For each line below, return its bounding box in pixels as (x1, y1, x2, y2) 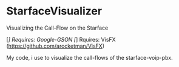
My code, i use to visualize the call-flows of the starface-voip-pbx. (6, 54, 173, 61)
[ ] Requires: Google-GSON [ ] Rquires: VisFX (6, 36, 117, 43)
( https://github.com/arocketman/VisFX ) (6, 42, 105, 49)
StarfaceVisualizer (6, 4, 102, 18)
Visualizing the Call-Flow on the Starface (6, 24, 109, 31)
